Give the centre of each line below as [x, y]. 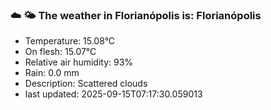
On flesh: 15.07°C [60, 52]
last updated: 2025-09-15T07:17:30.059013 [113, 94]
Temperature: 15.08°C [70, 41]
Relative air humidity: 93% [79, 62]
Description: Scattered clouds [86, 84]
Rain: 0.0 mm [52, 73]
